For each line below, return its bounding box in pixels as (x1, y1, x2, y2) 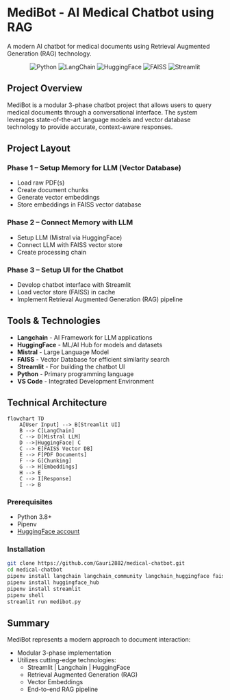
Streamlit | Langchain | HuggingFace (27, 664, 131, 672)
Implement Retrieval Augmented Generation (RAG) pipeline (16, 295, 183, 303)
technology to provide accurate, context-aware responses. (7, 122, 173, 131)
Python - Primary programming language (16, 369, 134, 378)
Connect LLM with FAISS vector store (16, 240, 123, 248)
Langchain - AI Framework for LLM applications (16, 333, 153, 341)
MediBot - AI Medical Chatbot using (7, 5, 214, 21)
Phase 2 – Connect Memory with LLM (7, 218, 133, 227)
